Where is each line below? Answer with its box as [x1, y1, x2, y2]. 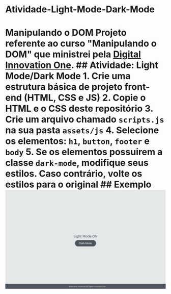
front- [124, 81, 150, 93]
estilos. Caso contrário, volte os [5, 168, 142, 180]
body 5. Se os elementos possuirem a [5, 146, 163, 158]
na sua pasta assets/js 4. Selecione [5, 125, 159, 136]
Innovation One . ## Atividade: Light [5, 60, 159, 71]
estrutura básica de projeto [5, 81, 123, 93]
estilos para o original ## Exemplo [5, 179, 152, 190]
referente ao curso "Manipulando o [5, 38, 157, 50]
